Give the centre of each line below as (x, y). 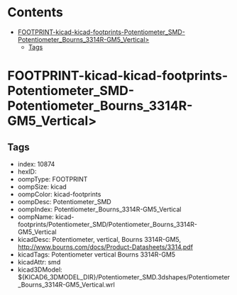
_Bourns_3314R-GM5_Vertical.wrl (66, 284)
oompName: (36, 216)
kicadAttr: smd (39, 262)
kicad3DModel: (40, 269)
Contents (35, 12)
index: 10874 (36, 164)
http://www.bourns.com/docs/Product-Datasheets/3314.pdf (105, 247)
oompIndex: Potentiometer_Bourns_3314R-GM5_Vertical (99, 209)
